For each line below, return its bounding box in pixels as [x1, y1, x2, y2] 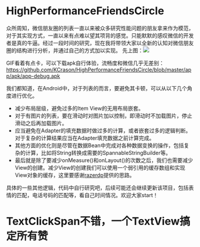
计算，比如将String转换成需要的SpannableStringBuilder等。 [25, 149, 171, 156]
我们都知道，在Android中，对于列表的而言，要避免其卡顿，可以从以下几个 [6, 84, 187, 91]
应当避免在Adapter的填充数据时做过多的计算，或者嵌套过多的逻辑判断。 [14, 126, 192, 134]
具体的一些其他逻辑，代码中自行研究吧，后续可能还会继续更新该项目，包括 [6, 184, 189, 191]
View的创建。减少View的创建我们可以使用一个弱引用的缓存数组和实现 [14, 164, 186, 171]
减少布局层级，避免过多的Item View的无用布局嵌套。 [14, 104, 144, 112]
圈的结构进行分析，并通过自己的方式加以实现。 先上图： [6, 46, 143, 54]
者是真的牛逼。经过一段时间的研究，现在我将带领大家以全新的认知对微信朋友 [6, 39, 194, 46]
